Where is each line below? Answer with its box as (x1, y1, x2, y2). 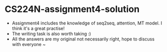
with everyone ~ (12, 41, 46, 47)
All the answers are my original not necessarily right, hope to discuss (12, 36, 155, 42)
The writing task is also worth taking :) (12, 30, 91, 36)
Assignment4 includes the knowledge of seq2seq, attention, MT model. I (12, 20, 162, 26)
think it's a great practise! (12, 25, 65, 31)
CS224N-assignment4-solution (5, 3, 140, 15)
